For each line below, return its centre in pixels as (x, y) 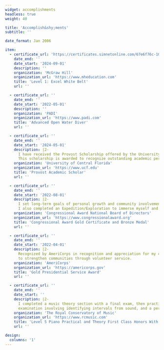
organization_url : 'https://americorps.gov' (60, 268)
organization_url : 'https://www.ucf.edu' (56, 168)
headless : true (20, 14)
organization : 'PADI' (36, 113)
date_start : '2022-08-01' (40, 195)
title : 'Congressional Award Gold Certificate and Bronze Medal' (82, 222)
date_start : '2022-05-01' (40, 104)
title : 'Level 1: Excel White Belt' (51, 82)
